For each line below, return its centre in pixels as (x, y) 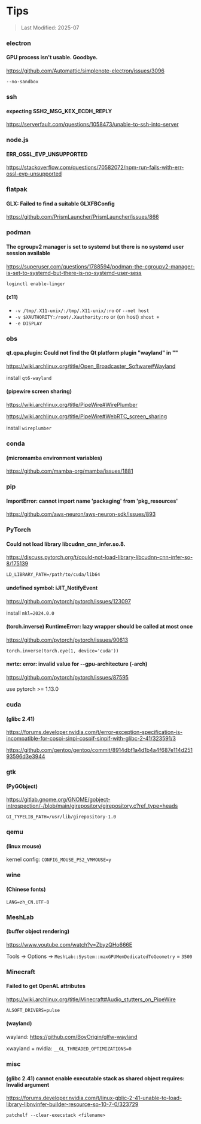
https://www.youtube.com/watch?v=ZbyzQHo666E (69, 944)
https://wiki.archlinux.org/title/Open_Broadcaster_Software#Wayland (91, 366)
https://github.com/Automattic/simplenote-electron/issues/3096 (85, 71)
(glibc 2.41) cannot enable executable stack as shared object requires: (95, 1078)
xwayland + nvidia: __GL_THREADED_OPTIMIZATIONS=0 (69, 1049)
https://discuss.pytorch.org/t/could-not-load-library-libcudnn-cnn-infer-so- (100, 557)
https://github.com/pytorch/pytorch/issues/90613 (67, 640)
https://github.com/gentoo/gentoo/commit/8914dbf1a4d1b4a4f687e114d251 (100, 750)
